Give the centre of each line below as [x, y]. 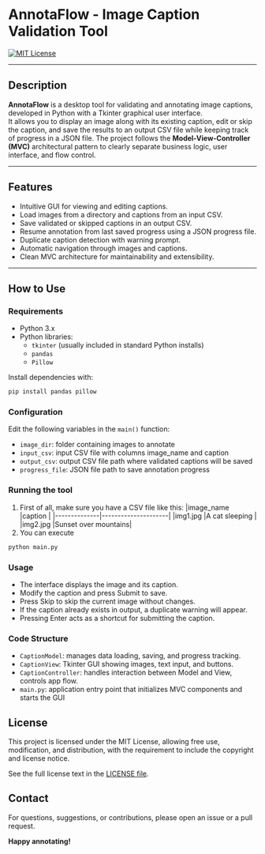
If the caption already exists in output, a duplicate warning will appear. [133, 609]
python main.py [33, 547]
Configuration [35, 412]
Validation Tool [58, 31]
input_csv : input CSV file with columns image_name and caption [124, 453]
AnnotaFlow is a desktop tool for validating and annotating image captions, [131, 104]
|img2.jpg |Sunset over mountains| [76, 524]
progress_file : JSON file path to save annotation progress [115, 470]
